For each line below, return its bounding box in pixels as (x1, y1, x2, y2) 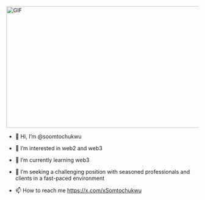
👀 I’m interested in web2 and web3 (15, 145, 103, 151)
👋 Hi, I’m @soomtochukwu (15, 133, 82, 140)
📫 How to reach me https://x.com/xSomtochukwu (15, 187, 142, 194)
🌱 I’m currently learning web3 (15, 156, 90, 164)
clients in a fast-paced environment (15, 174, 105, 182)
